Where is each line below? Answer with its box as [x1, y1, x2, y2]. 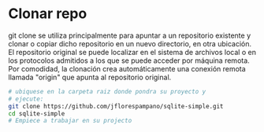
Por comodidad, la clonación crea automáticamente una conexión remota [8, 64, 246, 73]
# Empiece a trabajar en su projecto [8, 117, 132, 125]
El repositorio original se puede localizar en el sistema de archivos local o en [8, 47, 256, 57]
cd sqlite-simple [8, 109, 65, 118]
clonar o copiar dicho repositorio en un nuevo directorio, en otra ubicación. [8, 38, 252, 48]
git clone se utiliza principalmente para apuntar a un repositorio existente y [8, 31, 251, 40]
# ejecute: [8, 95, 44, 103]
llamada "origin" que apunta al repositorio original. [8, 72, 172, 82]
